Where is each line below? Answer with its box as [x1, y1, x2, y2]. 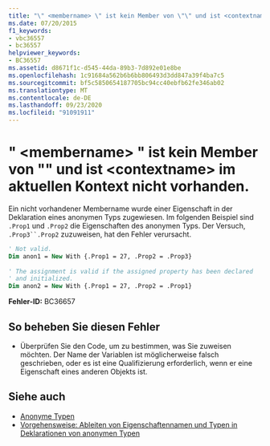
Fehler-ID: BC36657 [8, 297, 76, 306]
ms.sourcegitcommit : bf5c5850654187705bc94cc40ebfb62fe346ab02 [8, 79, 225, 87]
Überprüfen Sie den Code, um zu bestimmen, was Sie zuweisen [19, 342, 231, 351]
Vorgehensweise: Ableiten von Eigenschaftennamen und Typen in [19, 420, 238, 429]
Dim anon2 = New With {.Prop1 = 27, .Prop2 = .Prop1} [8, 282, 193, 290]
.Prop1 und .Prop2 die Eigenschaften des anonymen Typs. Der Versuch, [8, 221, 246, 230]
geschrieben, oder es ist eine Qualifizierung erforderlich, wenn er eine [19, 359, 253, 367]
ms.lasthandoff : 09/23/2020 [8, 101, 103, 109]
